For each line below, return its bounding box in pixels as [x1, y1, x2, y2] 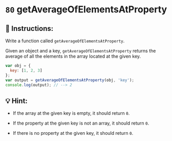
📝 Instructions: [5, 24, 54, 33]
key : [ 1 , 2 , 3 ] [10, 68, 43, 73]
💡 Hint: [5, 96, 28, 105]
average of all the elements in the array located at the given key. [5, 53, 141, 59]
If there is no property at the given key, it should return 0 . [12, 130, 133, 136]
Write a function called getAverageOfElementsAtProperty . [5, 38, 125, 44]
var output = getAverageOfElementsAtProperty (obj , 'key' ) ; [5, 77, 135, 83]
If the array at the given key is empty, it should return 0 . [12, 110, 130, 116]
